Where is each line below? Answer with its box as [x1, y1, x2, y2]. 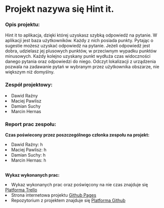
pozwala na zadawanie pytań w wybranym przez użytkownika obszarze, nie [5, 64, 160, 70]
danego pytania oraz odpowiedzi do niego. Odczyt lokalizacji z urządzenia [5, 58, 156, 65]
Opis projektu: [5, 21, 40, 28]
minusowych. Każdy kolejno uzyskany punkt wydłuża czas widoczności [5, 53, 151, 59]
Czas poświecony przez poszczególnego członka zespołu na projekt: [5, 132, 150, 138]
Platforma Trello [5, 187, 37, 193]
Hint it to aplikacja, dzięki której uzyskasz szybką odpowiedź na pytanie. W [5, 32, 158, 38]
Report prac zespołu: [5, 121, 57, 127]
